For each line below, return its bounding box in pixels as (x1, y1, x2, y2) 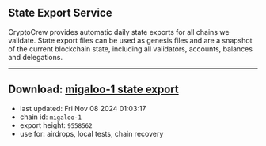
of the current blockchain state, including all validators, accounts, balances (8, 43, 253, 54)
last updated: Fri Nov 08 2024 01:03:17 (19, 103, 146, 113)
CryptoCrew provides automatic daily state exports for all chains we (8, 27, 230, 36)
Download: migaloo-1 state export (8, 83, 180, 96)
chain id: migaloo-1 (19, 112, 82, 122)
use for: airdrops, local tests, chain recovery (19, 129, 164, 138)
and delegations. (8, 52, 63, 62)
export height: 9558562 (19, 120, 93, 129)
